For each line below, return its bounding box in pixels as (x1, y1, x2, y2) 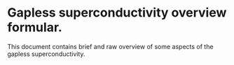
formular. (7, 19, 63, 35)
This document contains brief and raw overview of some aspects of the (7, 42, 214, 50)
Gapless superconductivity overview (7, 5, 227, 21)
